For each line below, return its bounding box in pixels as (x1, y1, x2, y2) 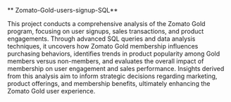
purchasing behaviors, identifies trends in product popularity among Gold (7, 49, 220, 58)
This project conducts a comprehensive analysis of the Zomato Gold (7, 20, 206, 27)
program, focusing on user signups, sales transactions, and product (7, 27, 204, 35)
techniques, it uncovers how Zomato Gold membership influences (7, 42, 199, 50)
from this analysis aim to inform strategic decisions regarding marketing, (7, 72, 218, 80)
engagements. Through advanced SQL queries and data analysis (7, 34, 196, 43)
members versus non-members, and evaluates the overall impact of (7, 57, 204, 65)
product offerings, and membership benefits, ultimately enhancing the (7, 79, 211, 87)
